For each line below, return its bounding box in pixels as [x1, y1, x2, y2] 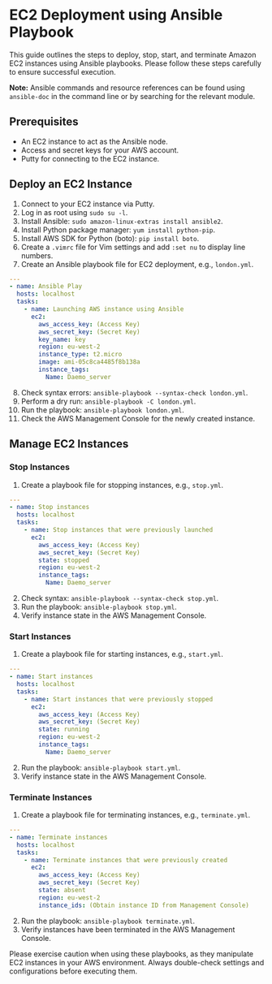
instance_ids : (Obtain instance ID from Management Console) [38, 901, 250, 909]
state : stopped [38, 556, 90, 564]
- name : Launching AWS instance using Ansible [24, 305, 184, 313]
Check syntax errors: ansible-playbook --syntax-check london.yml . [20, 387, 248, 397]
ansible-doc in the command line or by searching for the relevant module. [9, 91, 256, 101]
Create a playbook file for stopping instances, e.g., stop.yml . [20, 480, 224, 490]
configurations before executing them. [9, 966, 137, 976]
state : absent [38, 887, 86, 895]
